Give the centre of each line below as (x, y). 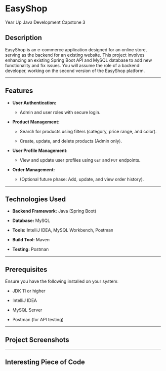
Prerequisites (26, 269)
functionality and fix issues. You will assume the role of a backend (72, 65)
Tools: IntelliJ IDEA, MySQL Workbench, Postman (63, 230)
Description (23, 38)
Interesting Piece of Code (45, 362)
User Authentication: (34, 103)
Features (19, 91)
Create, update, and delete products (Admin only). (71, 141)
